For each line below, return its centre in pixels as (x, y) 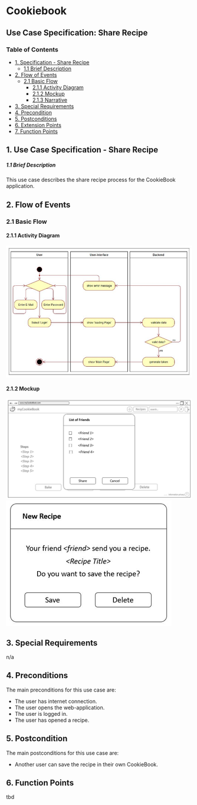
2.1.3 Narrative (50, 100)
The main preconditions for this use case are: (61, 690)
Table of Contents (32, 50)
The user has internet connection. (56, 701)
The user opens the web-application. (60, 708)
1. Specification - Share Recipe (52, 62)
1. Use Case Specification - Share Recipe (82, 150)
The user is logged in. (41, 713)
